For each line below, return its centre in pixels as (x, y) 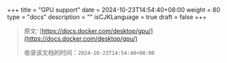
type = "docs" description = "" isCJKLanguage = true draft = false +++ (107, 17)
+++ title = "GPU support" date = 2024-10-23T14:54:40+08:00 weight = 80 (114, 10)
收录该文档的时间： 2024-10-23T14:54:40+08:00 (89, 52)
